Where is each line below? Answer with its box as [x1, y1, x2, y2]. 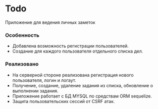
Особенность [5, 32, 40, 39]
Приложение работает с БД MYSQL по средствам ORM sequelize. [12, 93, 152, 99]
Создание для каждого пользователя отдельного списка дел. [12, 48, 143, 54]
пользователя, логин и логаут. [12, 77, 77, 83]
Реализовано [5, 60, 39, 67]
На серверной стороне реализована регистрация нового [12, 72, 134, 78]
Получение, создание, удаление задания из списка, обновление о [12, 82, 154, 88]
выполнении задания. [12, 88, 58, 94]
